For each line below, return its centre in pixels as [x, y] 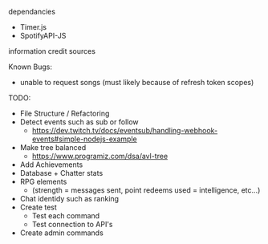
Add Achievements [51, 165]
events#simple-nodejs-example [85, 139]
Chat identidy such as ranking [69, 199]
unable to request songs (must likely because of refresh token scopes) [137, 82]
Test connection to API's [72, 224]
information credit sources [52, 51]
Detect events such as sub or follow [79, 122]
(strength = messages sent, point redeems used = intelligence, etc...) [146, 190]
